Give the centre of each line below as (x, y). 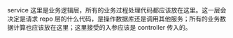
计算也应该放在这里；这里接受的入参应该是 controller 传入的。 (102, 27)
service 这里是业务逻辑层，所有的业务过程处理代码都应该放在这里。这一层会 (117, 10)
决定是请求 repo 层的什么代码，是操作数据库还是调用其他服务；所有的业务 (114, 19)
